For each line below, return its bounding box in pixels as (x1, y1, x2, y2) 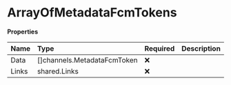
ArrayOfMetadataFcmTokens (7, 5, 177, 21)
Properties (7, 27, 39, 36)
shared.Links (37, 66, 79, 76)
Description (181, 43, 221, 53)
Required (144, 43, 175, 53)
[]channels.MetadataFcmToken (37, 55, 138, 64)
